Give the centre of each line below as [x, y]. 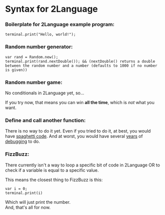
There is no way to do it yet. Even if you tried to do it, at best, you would [78, 131]
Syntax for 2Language [51, 9]
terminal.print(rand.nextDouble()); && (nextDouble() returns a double [80, 61]
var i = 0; [16, 188]
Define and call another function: [46, 120]
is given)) [16, 70]
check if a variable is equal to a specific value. [52, 170]
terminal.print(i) [24, 193]
